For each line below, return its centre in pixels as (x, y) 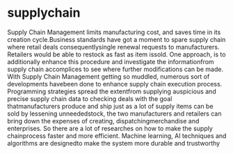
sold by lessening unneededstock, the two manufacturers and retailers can (114, 114)
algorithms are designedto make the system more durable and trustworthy (114, 143)
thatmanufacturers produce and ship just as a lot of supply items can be (110, 106)
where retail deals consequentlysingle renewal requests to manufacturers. (113, 47)
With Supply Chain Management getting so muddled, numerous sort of (109, 76)
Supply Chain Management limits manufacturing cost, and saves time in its (114, 32)
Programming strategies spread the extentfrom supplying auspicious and (112, 91)
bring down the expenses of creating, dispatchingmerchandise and (103, 121)
